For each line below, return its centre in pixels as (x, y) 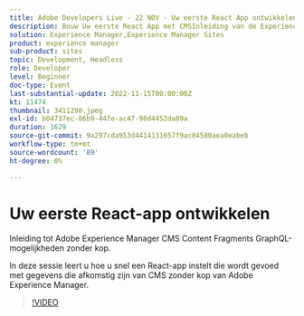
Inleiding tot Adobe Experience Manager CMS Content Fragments (132, 239)
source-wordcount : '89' (54, 152)
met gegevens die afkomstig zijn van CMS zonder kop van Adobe (131, 275)
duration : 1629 (38, 128)
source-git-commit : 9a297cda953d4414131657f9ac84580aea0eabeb (129, 136)
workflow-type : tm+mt (50, 144)
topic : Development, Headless (66, 60)
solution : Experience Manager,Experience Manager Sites (117, 34)
